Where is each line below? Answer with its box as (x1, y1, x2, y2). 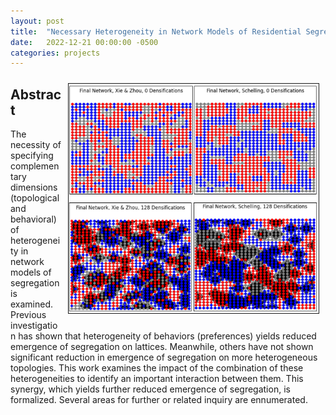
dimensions (10, 181, 58, 194)
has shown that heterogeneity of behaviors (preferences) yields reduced (18, 330, 317, 342)
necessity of (10, 139, 62, 151)
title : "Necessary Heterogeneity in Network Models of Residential (10, 26, 302, 37)
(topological (10, 192, 60, 204)
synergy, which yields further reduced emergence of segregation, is (10, 383, 291, 395)
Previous (10, 309, 47, 321)
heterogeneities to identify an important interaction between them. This (10, 373, 304, 385)
